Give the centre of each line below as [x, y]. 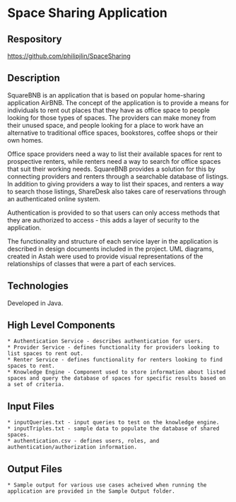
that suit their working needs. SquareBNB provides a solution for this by [111, 169]
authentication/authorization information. [72, 447]
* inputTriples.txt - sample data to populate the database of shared [113, 429]
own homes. [25, 140]
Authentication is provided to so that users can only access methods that [114, 213]
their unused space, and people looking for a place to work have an [105, 125]
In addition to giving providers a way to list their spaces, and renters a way [116, 184]
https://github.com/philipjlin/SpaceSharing [69, 56]
